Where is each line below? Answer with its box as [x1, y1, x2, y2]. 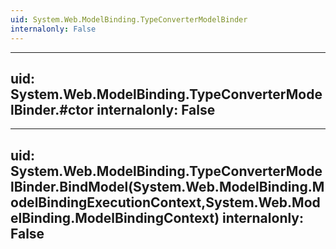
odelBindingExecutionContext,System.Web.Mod [10, 194, 321, 211]
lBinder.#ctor [10, 101, 95, 118]
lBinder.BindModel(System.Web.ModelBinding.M [10, 178, 325, 195]
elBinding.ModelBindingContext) [10, 209, 220, 226]
